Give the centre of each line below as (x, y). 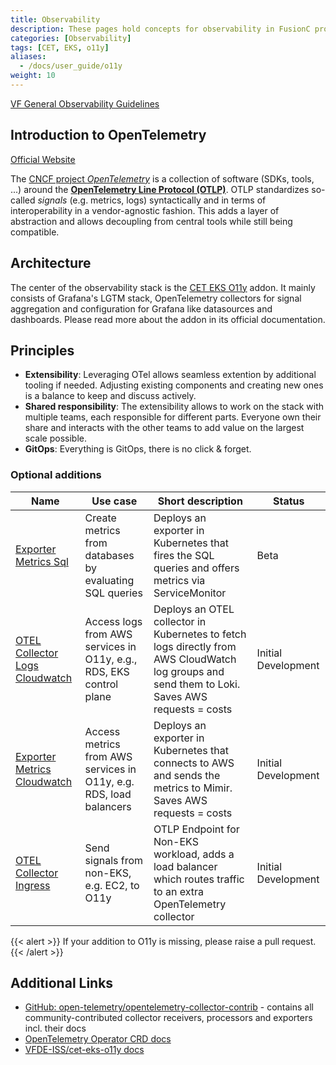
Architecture (51, 263)
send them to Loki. (197, 684)
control (101, 684)
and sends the (187, 775)
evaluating (109, 580)
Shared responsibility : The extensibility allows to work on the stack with (174, 407)
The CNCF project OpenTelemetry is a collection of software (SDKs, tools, (162, 178)
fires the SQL (184, 555)
